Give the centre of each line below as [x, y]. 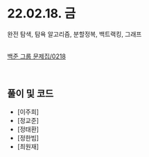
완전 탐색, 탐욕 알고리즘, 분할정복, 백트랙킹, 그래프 [74, 34]
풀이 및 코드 [30, 94]
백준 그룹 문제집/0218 [36, 56]
